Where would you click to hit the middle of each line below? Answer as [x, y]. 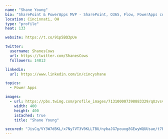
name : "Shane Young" [27, 10]
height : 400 [26, 110]
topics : [13, 83]
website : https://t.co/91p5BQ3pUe [41, 37]
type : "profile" [22, 24]
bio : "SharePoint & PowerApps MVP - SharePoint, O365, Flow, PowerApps [81, 14]
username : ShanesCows [32, 51]
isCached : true [30, 115]
